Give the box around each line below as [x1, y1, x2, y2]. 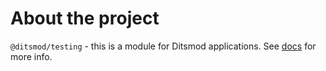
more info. [10, 50, 53, 62]
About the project [10, 7, 160, 30]
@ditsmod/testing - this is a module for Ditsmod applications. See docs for [10, 40, 317, 52]
